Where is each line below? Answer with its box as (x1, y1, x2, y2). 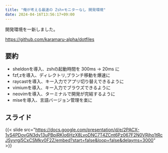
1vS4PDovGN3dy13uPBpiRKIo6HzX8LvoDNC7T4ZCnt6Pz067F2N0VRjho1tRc (5, 132, 163, 138)
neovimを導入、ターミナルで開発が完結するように (12, 91, 115, 97)
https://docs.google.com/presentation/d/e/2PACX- (35, 127, 140, 133)
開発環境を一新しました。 (5, 26, 58, 32)
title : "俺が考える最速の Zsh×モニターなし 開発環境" (5, 7, 106, 12)
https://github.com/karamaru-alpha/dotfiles (5, 36, 94, 42)
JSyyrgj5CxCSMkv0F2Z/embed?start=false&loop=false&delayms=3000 (5, 138, 154, 144)
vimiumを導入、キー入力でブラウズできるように (12, 85, 111, 91)
